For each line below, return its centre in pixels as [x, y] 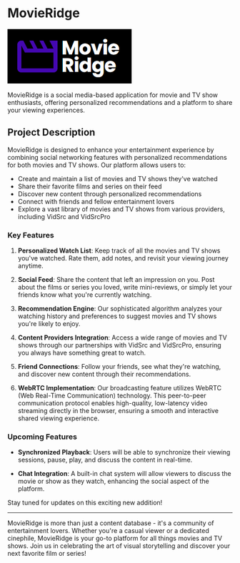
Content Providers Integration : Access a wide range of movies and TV [122, 338]
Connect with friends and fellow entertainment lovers [96, 201]
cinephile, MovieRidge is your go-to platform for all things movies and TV [115, 538]
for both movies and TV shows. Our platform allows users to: [97, 165]
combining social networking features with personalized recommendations [117, 157]
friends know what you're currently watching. [85, 295]
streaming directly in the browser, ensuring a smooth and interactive [118, 411]
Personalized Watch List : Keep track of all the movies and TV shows [119, 250]
